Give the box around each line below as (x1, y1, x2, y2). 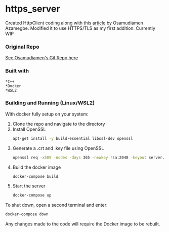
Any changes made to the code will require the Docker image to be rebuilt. (5, 221, 160, 227)
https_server (5, 3, 60, 15)
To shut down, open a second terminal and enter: (5, 202, 108, 208)
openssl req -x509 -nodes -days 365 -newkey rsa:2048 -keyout (12, 155, 147, 160)
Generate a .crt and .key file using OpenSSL (12, 145, 104, 151)
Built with (5, 67, 29, 74)
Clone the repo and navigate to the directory (12, 121, 105, 127)
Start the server (12, 183, 46, 189)
